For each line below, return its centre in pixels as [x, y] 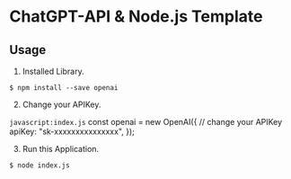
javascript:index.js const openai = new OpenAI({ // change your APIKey [146, 122]
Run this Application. [61, 149]
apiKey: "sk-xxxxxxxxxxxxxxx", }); [72, 131]
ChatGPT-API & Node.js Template [136, 17]
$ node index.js [40, 166]
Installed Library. [53, 71]
